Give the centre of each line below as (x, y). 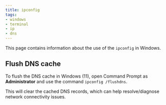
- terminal (17, 24)
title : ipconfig (22, 10)
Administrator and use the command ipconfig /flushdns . (66, 81)
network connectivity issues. (35, 96)
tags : (11, 15)
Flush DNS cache (33, 64)
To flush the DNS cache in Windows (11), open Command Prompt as (77, 76)
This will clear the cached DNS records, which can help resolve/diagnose (82, 91)
